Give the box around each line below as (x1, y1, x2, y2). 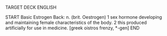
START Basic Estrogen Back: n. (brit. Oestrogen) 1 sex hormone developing (5, 14, 162, 20)
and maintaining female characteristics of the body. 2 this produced (5, 20, 147, 25)
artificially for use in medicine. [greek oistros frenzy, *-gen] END (5, 25, 140, 31)
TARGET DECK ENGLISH (5, 5, 57, 10)
